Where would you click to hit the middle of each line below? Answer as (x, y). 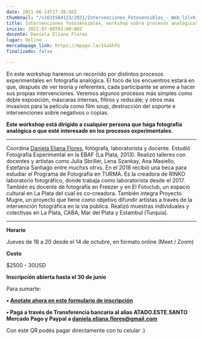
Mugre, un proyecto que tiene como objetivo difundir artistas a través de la (99, 199)
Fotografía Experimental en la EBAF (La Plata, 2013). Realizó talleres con (96, 155)
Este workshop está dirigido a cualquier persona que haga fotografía (94, 124)
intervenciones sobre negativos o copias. (57, 112)
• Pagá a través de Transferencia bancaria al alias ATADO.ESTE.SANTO (97, 312)
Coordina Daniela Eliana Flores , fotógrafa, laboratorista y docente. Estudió (98, 148)
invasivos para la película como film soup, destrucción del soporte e (91, 106)
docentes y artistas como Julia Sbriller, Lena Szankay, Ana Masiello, (91, 161)
